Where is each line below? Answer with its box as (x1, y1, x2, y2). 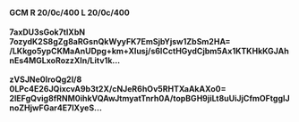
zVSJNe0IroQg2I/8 (9, 74, 82, 85)
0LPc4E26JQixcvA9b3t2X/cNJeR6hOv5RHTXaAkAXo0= (9, 84, 226, 94)
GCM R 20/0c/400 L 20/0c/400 (9, 7, 130, 18)
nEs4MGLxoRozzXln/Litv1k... (9, 55, 121, 66)
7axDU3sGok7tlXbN (9, 27, 86, 37)
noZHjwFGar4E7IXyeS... (9, 102, 103, 113)
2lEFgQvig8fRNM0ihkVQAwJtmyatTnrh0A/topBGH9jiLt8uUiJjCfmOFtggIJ (9, 94, 290, 104)
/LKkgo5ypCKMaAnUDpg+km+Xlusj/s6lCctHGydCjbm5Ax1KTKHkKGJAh (9, 45, 289, 57)
